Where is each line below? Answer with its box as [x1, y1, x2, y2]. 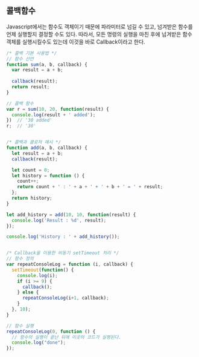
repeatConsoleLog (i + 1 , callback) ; [22, 295, 110, 301]
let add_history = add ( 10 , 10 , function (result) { [6, 211, 136, 218]
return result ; [11, 84, 50, 90]
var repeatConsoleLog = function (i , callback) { [6, 261, 134, 267]
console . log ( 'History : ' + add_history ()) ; [6, 234, 120, 240]
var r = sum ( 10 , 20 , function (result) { [6, 106, 110, 112]
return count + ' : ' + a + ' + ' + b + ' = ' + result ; [17, 184, 163, 190]
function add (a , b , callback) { [6, 145, 87, 151]
